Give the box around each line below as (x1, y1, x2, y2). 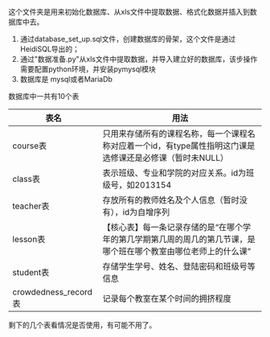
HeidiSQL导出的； (19, 44, 80, 54)
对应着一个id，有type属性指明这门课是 (110, 140, 256, 151)
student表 (12, 267, 50, 277)
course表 (12, 140, 47, 151)
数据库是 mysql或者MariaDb (19, 75, 112, 84)
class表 (12, 174, 40, 184)
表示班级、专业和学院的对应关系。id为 (102, 167, 247, 179)
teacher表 (12, 200, 50, 212)
